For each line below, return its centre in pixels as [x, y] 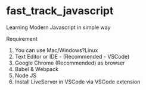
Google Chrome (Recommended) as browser [70, 63]
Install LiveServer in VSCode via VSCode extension [77, 82]
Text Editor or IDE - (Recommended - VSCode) [72, 56]
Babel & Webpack [36, 69]
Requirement [22, 38]
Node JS [26, 75]
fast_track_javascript [60, 11]
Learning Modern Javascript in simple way [58, 27]
